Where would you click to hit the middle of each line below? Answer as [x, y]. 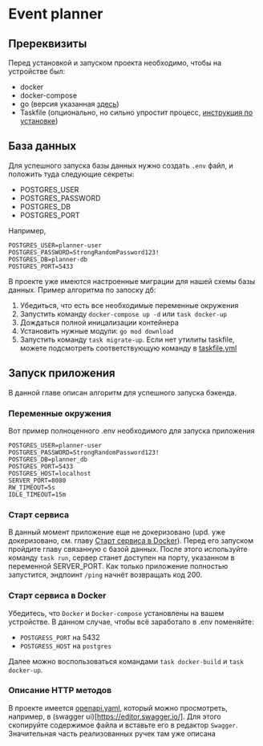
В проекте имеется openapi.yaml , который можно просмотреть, [118, 707]
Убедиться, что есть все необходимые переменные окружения [129, 305]
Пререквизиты [48, 44]
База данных [42, 146]
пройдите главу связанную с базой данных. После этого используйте [128, 549]
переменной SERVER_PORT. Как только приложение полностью [118, 566]
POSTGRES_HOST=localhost [50, 473]
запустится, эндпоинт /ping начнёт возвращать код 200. [105, 575]
